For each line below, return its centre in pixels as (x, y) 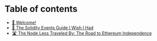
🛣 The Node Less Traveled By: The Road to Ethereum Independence (82, 33)
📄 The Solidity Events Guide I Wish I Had (52, 27)
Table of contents (41, 9)
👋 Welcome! (24, 22)
